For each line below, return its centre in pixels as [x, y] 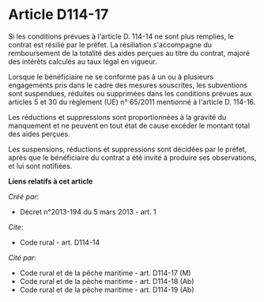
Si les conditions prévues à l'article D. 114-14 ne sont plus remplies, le [121, 36]
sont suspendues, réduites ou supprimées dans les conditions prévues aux [130, 93]
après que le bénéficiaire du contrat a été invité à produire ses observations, [132, 157]
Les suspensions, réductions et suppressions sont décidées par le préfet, [128, 149]
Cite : [16, 227]
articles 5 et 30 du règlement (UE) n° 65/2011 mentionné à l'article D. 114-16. [132, 102]
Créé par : [24, 196]
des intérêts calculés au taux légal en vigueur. [83, 62]
